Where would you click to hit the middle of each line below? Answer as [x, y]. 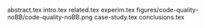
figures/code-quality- [167, 10]
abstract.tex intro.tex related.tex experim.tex [71, 10]
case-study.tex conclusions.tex [139, 17]
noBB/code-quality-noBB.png [50, 17]
